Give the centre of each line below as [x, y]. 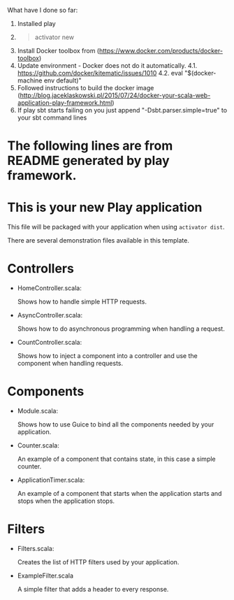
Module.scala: [37, 411]
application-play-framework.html [65, 103]
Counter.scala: [38, 445]
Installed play [36, 23]
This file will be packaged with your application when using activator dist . [116, 227]
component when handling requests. [70, 364]
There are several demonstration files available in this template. [98, 241]
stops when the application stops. [66, 501]
